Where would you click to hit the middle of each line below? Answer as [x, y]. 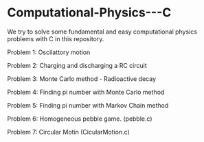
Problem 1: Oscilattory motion [49, 52]
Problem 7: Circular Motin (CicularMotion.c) [69, 132]
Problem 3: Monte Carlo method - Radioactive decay [82, 79]
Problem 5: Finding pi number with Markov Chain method [88, 105]
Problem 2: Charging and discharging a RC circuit [77, 65]
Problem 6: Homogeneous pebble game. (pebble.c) [80, 119]
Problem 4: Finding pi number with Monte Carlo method [86, 92]
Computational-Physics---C [89, 13]
